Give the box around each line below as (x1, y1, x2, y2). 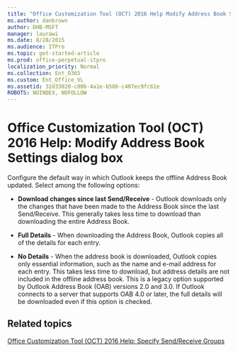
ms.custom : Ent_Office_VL (7, 76, 84, 84)
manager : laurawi (7, 30, 59, 38)
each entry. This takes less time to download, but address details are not (17, 267, 230, 276)
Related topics (7, 318, 72, 330)
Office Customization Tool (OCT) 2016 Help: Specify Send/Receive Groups (7, 336, 225, 345)
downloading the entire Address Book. (17, 217, 130, 226)
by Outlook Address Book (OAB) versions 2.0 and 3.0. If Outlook (17, 283, 205, 291)
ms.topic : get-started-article (7, 50, 100, 57)
